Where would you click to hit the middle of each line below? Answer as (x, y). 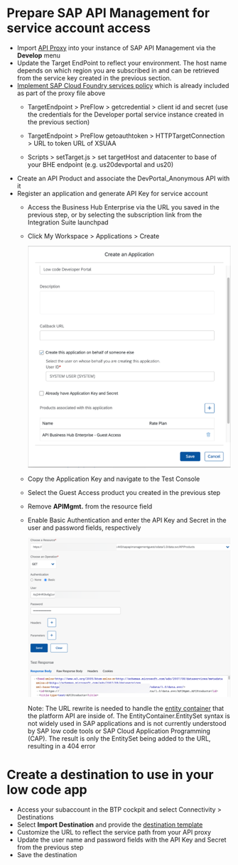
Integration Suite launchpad (68, 222)
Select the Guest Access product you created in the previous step (124, 493)
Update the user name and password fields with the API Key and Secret (121, 839)
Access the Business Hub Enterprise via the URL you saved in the (123, 207)
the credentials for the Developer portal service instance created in (126, 114)
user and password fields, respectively (84, 528)
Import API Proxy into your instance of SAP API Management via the (116, 48)
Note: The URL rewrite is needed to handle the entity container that (126, 708)
